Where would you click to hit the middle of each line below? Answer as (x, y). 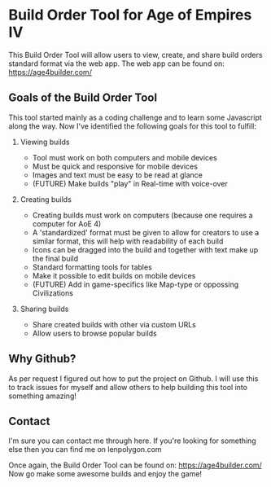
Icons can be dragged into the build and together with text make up (145, 249)
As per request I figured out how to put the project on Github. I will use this (133, 378)
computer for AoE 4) (67, 224)
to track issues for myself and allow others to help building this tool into (128, 387)
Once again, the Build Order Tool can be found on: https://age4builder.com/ (135, 465)
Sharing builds (44, 309)
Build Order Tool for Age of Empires (130, 15)
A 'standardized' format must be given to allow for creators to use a (146, 232)
